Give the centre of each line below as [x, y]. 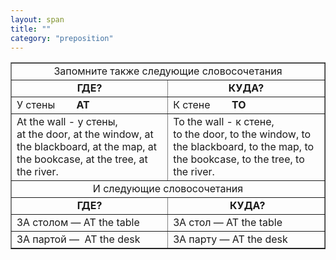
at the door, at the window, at [85, 134]
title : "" [31, 29]
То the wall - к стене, [224, 122]
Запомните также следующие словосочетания [168, 71]
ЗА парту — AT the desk [230, 239]
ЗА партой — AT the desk [78, 239]
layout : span [37, 19]
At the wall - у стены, [67, 122]
